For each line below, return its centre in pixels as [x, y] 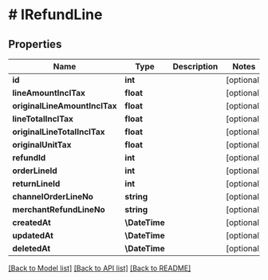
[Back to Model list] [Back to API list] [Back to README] [100, 268]
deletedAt [32, 248]
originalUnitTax [42, 145]
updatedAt [33, 235]
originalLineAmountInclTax [65, 106]
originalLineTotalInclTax [59, 132]
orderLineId [35, 171]
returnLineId [36, 183]
